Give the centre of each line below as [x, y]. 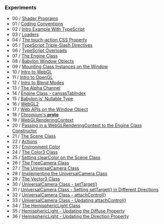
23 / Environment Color [36, 147]
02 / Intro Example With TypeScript [48, 29]
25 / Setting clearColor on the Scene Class [56, 158]
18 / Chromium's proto [35, 115]
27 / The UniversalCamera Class [46, 168]
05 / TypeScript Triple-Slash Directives [52, 45]
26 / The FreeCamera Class [40, 163]
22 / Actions [25, 141]
